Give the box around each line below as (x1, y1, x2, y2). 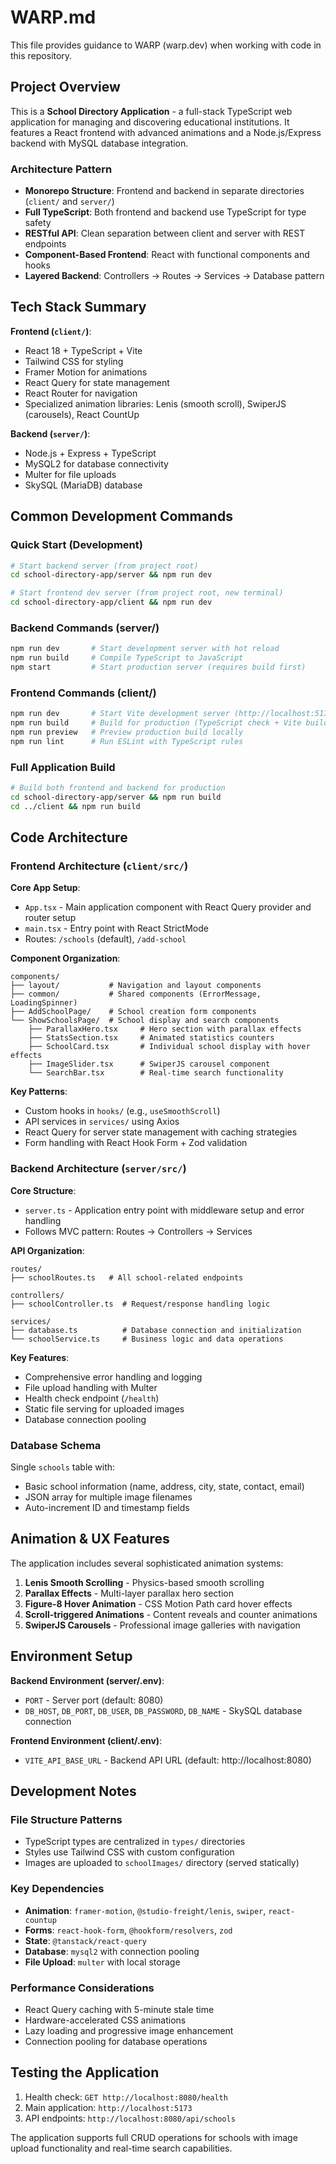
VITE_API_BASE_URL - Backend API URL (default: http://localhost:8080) (24, 1754, 312, 1766)
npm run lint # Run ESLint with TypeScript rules (10, 736, 244, 746)
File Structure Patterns (10, 1812, 123, 1826)
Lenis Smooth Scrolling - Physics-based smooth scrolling (24, 1576, 265, 1588)
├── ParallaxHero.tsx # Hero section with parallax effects (28, 1024, 302, 1035)
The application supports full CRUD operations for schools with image (10, 2131, 298, 2143)
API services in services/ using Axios (24, 1116, 180, 1128)
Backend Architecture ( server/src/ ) (10, 1162, 187, 1176)
